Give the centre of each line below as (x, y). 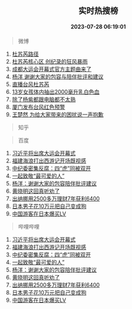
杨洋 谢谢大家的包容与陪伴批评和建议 (58, 76)
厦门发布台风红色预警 (38, 107)
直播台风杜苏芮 (30, 84)
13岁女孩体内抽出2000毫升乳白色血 (56, 91)
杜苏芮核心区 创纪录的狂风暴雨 (50, 61)
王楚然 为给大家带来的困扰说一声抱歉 (58, 115)
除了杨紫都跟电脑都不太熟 (44, 99)
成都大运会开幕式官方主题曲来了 (52, 69)
